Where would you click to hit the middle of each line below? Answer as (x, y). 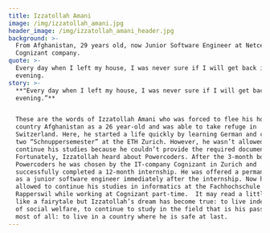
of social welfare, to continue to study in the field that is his (131, 209)
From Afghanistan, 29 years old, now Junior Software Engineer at (129, 46)
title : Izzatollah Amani (50, 16)
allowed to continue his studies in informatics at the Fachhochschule (138, 187)
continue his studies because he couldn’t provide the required (125, 149)
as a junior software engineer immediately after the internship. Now (136, 179)
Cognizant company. (48, 53)
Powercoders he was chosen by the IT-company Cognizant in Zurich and (136, 164)
